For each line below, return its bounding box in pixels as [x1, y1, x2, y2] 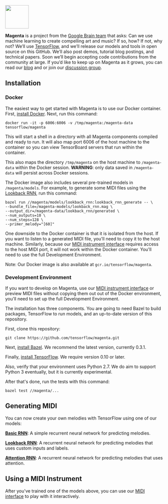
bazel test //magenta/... [5, 388, 59, 393]
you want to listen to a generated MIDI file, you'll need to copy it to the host [5, 235, 160, 241]
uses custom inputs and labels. [5, 445, 69, 451]
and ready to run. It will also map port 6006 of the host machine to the [5, 138, 150, 144]
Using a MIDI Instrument [5, 474, 82, 483]
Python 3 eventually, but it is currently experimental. [5, 368, 112, 374]
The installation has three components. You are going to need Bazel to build [5, 305, 161, 311]
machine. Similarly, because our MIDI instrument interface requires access [5, 241, 159, 247]
